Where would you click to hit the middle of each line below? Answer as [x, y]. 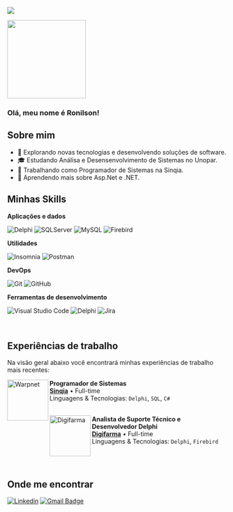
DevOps [19, 270]
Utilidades [22, 243]
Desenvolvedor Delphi [125, 427]
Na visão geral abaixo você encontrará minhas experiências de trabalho [111, 363]
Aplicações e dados [37, 216]
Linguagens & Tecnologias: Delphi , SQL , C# [110, 398]
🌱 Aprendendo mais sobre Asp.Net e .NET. [78, 177]
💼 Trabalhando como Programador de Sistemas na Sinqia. [100, 170]
